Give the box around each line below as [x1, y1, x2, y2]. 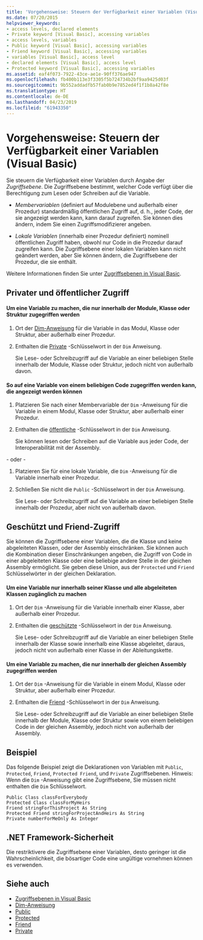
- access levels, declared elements [6, 25, 98, 32]
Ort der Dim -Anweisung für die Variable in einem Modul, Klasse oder [14, 680, 186, 688]
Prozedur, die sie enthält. [14, 259, 77, 266]
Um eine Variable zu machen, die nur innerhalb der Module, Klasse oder [6, 305, 190, 312]
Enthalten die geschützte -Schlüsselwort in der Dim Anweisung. [14, 622, 172, 629]
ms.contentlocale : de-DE [6, 93, 69, 100]
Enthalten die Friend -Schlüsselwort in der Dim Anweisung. [14, 698, 160, 706]
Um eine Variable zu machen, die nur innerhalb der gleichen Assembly [6, 660, 187, 668]
